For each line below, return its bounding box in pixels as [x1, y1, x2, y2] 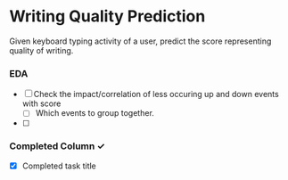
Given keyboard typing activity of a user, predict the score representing [9, 36, 272, 46]
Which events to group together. [35, 108, 154, 119]
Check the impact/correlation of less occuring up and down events [33, 89, 279, 100]
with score [21, 98, 62, 109]
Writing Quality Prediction [9, 6, 206, 27]
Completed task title [21, 160, 96, 171]
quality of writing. [9, 45, 74, 55]
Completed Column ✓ [9, 140, 105, 152]
